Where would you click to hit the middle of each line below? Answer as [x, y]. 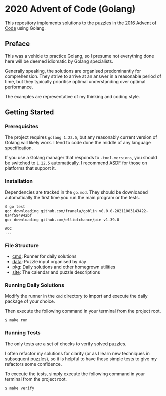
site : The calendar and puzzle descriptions [56, 272]
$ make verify [20, 388]
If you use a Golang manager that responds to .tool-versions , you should [81, 158]
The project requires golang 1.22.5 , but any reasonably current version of [81, 137]
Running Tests [23, 333]
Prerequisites [22, 127]
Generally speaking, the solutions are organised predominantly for [73, 71]
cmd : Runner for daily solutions [44, 256]
